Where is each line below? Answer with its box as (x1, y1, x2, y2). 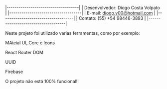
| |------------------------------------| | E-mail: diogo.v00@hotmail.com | (5, 10, 156, 16)
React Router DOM (5, 50, 44, 55)
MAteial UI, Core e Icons (5, 40, 55, 46)
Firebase (5, 69, 23, 75)
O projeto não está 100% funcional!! (5, 79, 79, 84)
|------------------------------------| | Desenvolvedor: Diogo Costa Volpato (5, 5, 161, 10)
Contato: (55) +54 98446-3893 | (79, 15, 146, 21)
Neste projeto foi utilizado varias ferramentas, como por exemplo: (5, 30, 140, 36)
